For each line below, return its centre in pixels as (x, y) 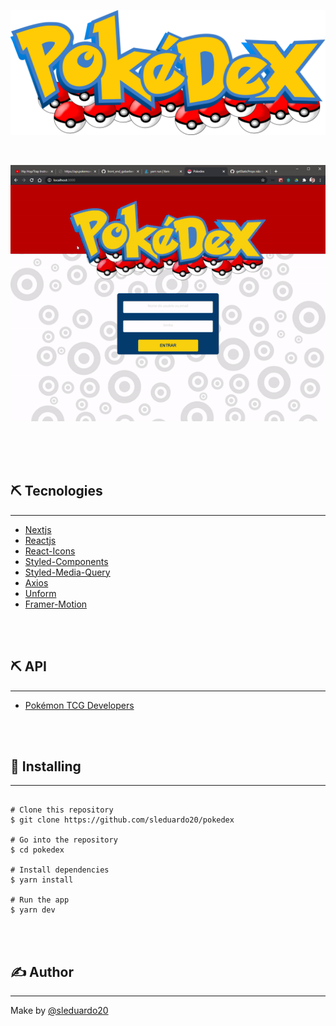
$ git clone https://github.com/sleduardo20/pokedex (122, 820)
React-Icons (50, 551)
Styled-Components (66, 561)
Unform (40, 593)
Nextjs (38, 529)
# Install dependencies (60, 870)
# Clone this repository (62, 810)
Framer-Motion (56, 604)
